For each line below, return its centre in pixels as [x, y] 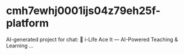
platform [27, 23]
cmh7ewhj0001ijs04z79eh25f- [83, 11]
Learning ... [20, 46]
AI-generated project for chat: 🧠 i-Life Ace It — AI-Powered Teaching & [92, 39]
